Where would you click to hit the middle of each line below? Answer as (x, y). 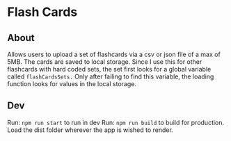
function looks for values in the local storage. (72, 84)
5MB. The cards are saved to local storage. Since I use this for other (105, 62)
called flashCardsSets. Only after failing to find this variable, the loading (111, 76)
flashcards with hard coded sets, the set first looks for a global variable (109, 69)
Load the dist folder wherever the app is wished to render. (90, 130)
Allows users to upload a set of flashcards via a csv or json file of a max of (114, 54)
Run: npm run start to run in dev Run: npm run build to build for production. (116, 122)
